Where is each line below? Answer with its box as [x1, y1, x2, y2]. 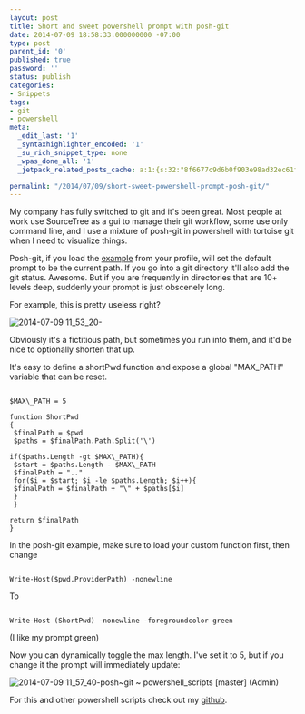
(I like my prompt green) [9, 632, 100, 643]
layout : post [9, 13, 59, 23]
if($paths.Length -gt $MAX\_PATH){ [9, 453, 144, 462]
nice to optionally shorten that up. [9, 344, 136, 355]
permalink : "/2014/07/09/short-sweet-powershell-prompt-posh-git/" [9, 181, 271, 191]
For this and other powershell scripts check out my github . [9, 695, 228, 706]
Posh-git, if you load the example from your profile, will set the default [9, 253, 271, 264]
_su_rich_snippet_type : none [17, 148, 128, 157]
